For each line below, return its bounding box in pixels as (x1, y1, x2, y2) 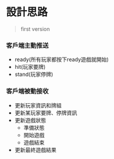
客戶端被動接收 (6, 87, 49, 96)
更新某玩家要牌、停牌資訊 (14, 109, 77, 116)
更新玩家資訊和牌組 (14, 101, 62, 109)
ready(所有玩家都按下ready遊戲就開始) (14, 56, 109, 63)
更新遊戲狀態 (14, 116, 46, 123)
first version (20, 25, 50, 33)
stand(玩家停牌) (14, 71, 53, 78)
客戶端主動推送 (6, 41, 49, 49)
